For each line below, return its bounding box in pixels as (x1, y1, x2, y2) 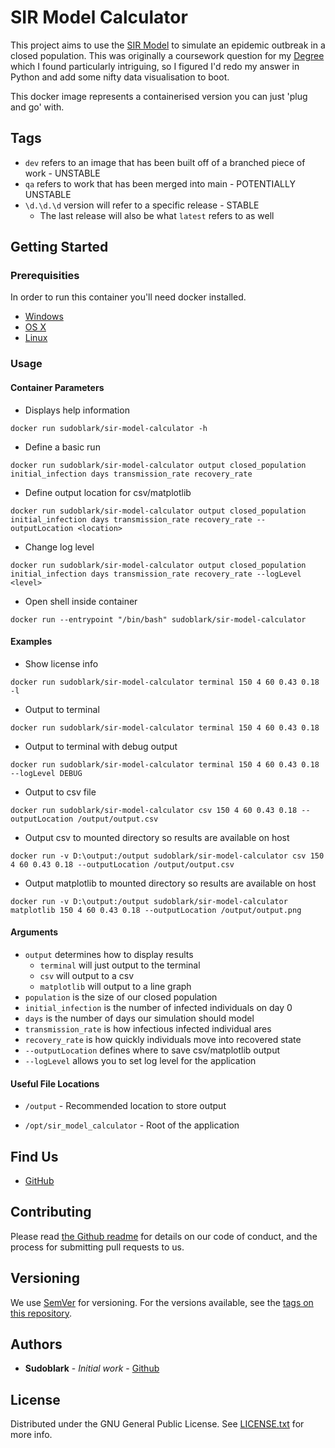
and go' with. (10, 101, 65, 113)
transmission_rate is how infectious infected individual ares (24, 1022, 272, 1035)
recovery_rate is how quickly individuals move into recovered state (24, 1033, 302, 1045)
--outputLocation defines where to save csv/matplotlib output (24, 1044, 281, 1056)
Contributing (10, 1204, 92, 1221)
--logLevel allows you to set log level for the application (24, 1054, 257, 1066)
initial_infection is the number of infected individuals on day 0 (24, 1001, 293, 1013)
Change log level (24, 541, 95, 553)
